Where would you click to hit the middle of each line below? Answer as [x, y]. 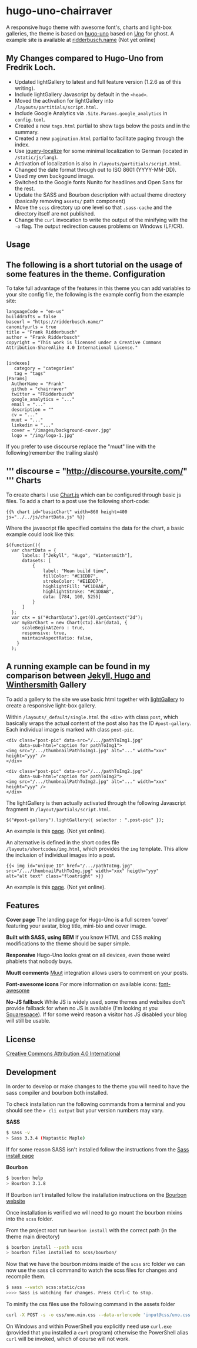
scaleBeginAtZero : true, [53, 628]
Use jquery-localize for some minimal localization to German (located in [101, 151]
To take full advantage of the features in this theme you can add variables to [98, 288]
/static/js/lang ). [36, 157]
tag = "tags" [30, 373]
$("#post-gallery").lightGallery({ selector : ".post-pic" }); [85, 820]
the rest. [25, 188]
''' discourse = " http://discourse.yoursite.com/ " [97, 471]
